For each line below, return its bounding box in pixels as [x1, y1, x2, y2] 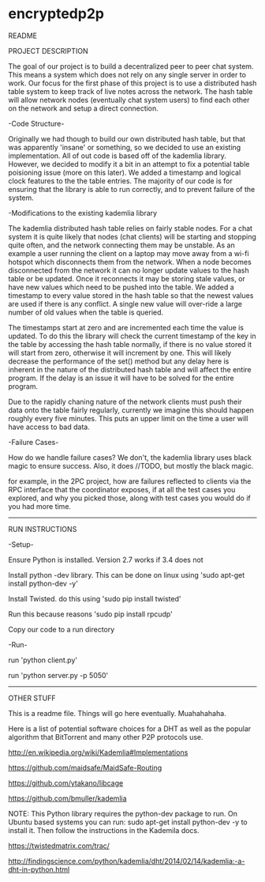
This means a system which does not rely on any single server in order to [8, 70, 247, 79]
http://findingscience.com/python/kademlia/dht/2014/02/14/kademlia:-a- [8, 856, 245, 865]
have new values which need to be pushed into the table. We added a [8, 282, 234, 292]
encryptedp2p [8, 5, 105, 23]
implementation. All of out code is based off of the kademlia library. [8, 151, 227, 160]
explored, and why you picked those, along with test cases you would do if [8, 493, 251, 503]
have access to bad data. [8, 422, 91, 432]
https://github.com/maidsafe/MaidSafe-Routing [8, 763, 162, 772]
